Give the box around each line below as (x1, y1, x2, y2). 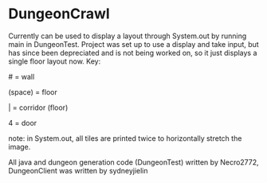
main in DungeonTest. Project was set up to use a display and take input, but (8, 39, 259, 49)
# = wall (8, 72, 35, 81)
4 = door (8, 118, 37, 127)
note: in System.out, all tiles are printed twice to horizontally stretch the (8, 133, 242, 143)
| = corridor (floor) (8, 103, 69, 112)
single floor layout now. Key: (8, 56, 101, 66)
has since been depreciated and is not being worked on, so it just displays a (8, 48, 257, 57)
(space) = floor (8, 87, 57, 96)
